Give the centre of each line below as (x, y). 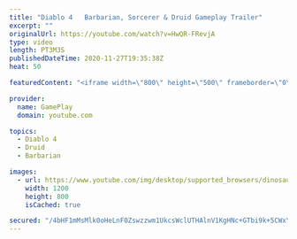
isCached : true (53, 204)
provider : (27, 98)
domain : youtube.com (55, 115)
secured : (25, 221)
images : (23, 172)
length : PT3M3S (37, 50)
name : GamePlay (45, 107)
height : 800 (47, 197)
